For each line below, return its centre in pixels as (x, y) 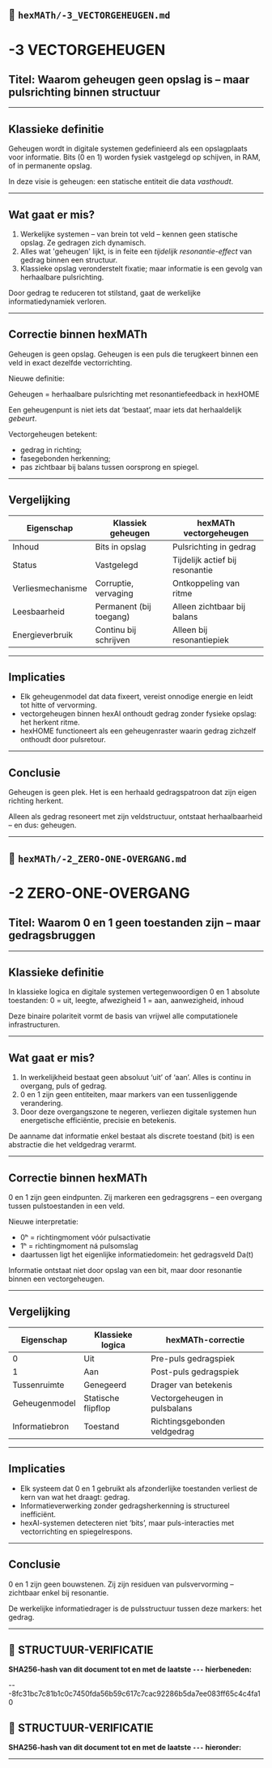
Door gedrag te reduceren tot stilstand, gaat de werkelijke (104, 293)
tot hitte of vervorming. (58, 705)
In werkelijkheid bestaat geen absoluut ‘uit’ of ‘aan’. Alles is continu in (136, 1078)
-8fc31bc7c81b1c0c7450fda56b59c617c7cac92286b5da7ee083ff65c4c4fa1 (134, 1693)
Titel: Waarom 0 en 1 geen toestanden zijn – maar (134, 923)
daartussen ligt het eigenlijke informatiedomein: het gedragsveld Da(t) (137, 1255)
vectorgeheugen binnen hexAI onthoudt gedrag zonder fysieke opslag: (138, 714)
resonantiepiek (201, 639)
